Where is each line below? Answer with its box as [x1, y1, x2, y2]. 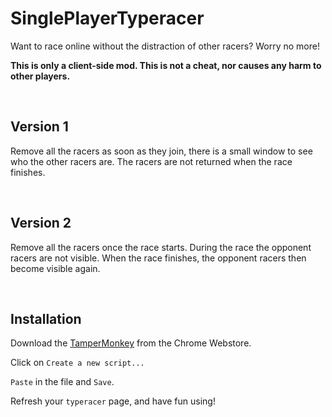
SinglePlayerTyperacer [10, 7, 205, 30]
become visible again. [10, 262, 101, 274]
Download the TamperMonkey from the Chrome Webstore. [10, 337, 252, 349]
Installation [10, 310, 82, 327]
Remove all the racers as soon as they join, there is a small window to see [10, 145, 313, 157]
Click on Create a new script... [10, 357, 145, 369]
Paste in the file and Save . [10, 376, 115, 388]
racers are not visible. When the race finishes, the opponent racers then [10, 252, 307, 264]
